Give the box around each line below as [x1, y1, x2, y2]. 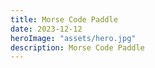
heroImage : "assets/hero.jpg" [10, 33, 137, 43]
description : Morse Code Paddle [10, 42, 145, 53]
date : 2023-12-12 [10, 24, 83, 34]
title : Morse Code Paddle [10, 14, 118, 25]
